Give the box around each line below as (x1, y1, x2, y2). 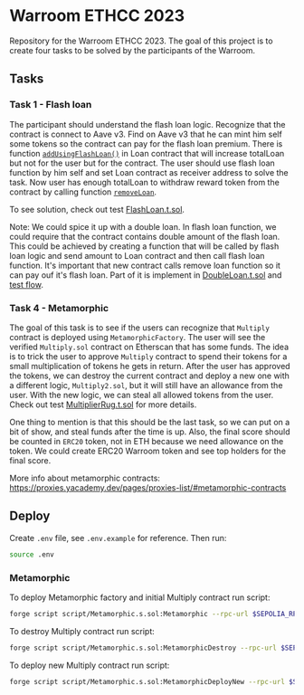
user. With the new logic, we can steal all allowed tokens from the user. (9, 389, 274, 400)
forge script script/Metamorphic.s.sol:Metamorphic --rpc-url (9, 609, 249, 618)
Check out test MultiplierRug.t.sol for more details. (9, 399, 197, 410)
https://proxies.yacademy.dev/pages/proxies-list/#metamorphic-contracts (9, 481, 287, 493)
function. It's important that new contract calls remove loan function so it (9, 260, 280, 271)
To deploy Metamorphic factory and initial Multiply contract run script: (9, 592, 271, 603)
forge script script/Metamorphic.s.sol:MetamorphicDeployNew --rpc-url (9, 677, 285, 686)
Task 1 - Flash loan (9, 99, 92, 111)
